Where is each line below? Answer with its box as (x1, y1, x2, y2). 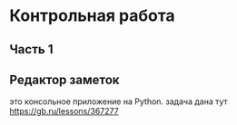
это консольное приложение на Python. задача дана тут (9, 96, 229, 107)
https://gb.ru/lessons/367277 (9, 106, 120, 117)
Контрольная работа (9, 5, 175, 26)
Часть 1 (9, 42, 54, 57)
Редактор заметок (9, 72, 120, 87)
